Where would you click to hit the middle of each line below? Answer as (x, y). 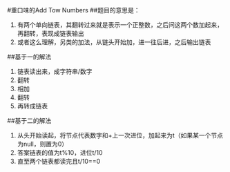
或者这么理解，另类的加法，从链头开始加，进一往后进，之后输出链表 (114, 42)
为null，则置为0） (42, 144)
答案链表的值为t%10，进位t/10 (60, 153)
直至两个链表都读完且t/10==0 (59, 161)
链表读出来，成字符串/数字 (55, 71)
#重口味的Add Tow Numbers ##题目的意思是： (74, 10)
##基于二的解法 (29, 121)
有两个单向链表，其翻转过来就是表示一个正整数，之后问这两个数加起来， (120, 25)
